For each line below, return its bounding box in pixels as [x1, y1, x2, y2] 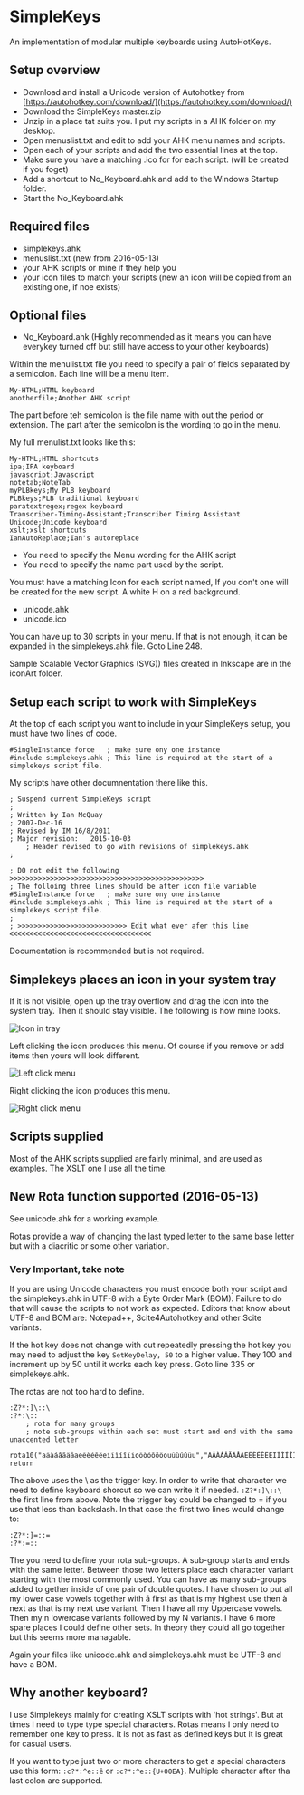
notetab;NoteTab [9, 478, 71, 487]
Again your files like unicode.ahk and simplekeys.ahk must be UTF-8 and [9, 1649, 282, 1660]
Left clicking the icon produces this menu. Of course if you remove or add [9, 1040, 285, 1051]
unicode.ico [22, 613, 67, 624]
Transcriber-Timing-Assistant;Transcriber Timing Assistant [9, 510, 242, 519]
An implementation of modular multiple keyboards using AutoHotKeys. [9, 36, 271, 47]
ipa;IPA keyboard [9, 462, 75, 472]
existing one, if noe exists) [22, 281, 121, 292]
